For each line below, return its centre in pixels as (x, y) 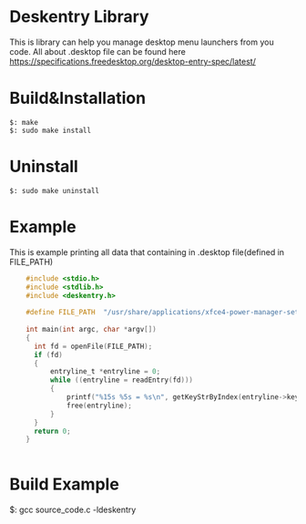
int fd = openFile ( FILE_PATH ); (93, 346)
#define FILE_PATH (61, 313)
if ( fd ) (48, 354)
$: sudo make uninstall (55, 190)
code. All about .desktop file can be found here (98, 51)
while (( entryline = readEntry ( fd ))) (122, 380)
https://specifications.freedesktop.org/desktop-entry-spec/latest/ (133, 61)
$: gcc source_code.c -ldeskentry (73, 510)
